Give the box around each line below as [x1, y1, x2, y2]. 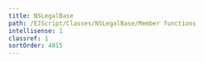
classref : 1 [8, 34, 48, 43]
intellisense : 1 [8, 27, 63, 35]
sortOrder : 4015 [8, 42, 63, 50]
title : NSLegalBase [8, 11, 74, 20]
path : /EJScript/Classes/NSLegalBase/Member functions [8, 19, 197, 27]
